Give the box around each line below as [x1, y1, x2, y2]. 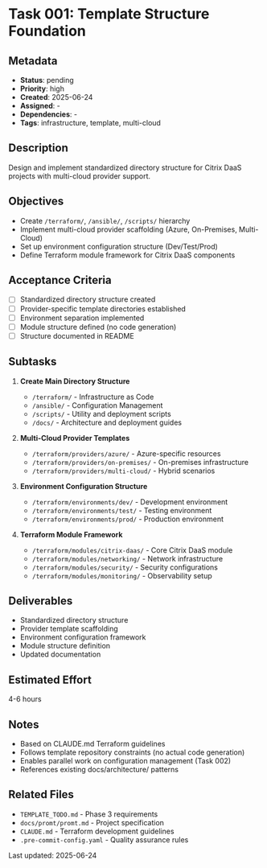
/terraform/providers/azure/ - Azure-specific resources [31, 448, 221, 459]
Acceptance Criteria [8, 274, 112, 287]
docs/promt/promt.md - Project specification [19, 817, 165, 827]
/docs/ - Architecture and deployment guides [31, 418, 183, 427]
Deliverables [8, 594, 73, 607]
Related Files [8, 788, 75, 801]
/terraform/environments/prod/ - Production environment [31, 514, 224, 524]
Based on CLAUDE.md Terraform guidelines [19, 739, 166, 748]
